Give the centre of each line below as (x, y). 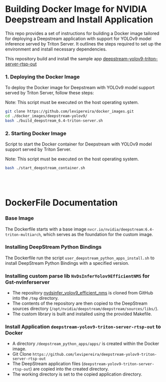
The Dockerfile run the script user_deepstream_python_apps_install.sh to (80, 258)
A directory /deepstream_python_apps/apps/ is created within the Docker (86, 344)
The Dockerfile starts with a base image (46, 229)
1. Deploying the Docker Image (43, 77)
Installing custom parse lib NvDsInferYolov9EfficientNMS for (78, 276)
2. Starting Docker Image (36, 133)
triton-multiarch (23, 235)
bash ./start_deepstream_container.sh (45, 168)
